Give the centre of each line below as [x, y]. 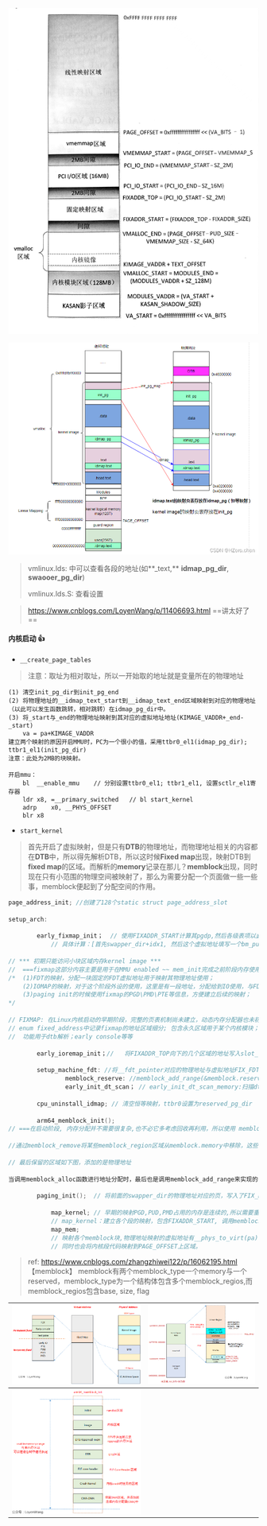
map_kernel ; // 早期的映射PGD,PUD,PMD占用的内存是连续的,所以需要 [152, 1213]
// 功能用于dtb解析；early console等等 [71, 1037]
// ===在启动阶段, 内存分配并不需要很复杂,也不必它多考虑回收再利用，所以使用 [122, 1129]
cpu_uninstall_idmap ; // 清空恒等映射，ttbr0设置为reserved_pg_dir [145, 1104]
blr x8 [33, 815]
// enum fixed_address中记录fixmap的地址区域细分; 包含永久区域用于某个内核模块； [134, 1028]
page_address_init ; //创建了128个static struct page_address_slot [118, 903]
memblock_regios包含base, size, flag [88, 1291]
